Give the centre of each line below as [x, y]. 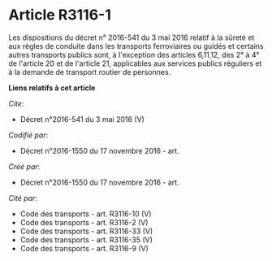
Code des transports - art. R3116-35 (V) [86, 239]
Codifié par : [28, 135]
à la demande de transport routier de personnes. [90, 72]
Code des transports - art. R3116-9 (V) [84, 248]
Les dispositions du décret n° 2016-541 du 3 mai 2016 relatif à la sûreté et [132, 37]
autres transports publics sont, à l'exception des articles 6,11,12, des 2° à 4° [134, 54]
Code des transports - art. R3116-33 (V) [86, 231]
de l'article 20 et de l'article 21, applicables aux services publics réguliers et [135, 63]
